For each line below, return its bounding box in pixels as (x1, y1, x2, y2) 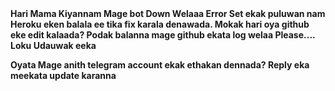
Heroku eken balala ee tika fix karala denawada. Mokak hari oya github (10, 18, 310, 30)
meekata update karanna (10, 70, 117, 81)
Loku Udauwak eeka (10, 40, 97, 51)
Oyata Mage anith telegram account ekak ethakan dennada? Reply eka (10, 59, 310, 71)
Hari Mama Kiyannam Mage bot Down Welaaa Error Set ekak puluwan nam (10, 8, 326, 19)
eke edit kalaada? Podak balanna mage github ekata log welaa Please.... (10, 29, 316, 41)
